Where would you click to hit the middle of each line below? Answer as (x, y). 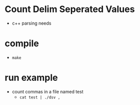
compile (22, 43)
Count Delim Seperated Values (70, 9)
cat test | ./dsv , (40, 97)
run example (31, 78)
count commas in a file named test (48, 91)
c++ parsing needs (32, 23)
